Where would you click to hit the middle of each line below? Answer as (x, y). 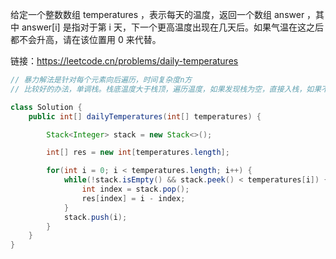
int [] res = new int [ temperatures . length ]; (138, 153)
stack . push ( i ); (95, 217)
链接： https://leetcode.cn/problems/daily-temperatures (124, 61)
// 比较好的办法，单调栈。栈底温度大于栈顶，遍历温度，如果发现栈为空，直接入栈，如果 (166, 89)
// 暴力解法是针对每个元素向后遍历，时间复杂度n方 (101, 80)
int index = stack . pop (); (135, 189)
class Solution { (46, 107)
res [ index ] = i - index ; (133, 198)
